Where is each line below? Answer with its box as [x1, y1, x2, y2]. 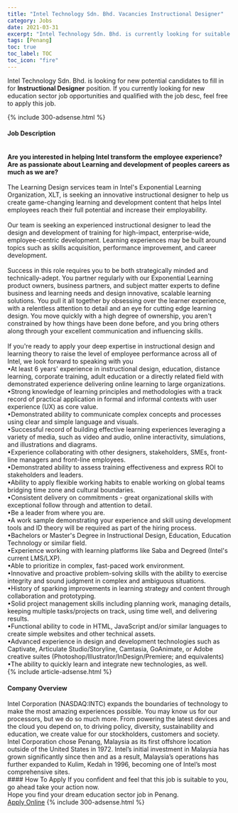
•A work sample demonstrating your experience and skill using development [7, 516, 232, 524]
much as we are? [7, 167, 59, 176]
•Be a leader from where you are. [7, 508, 105, 517]
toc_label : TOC [7, 51, 53, 58]
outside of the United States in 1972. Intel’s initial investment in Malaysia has [7, 745, 229, 754]
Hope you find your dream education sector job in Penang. [7, 790, 179, 799]
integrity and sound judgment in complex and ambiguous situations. [7, 576, 206, 585]
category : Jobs [7, 17, 53, 24]
